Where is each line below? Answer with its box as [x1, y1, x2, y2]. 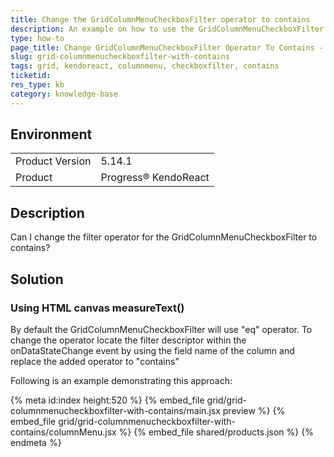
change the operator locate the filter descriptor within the [10, 334, 247, 346]
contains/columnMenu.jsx [10, 426, 117, 438]
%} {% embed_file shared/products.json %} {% [118, 426, 314, 438]
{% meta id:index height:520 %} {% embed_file [10, 394, 205, 406]
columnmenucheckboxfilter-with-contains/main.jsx [10, 404, 221, 416]
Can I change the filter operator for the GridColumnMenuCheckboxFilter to [10, 231, 318, 243]
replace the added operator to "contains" [10, 355, 180, 367]
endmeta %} [10, 436, 62, 448]
